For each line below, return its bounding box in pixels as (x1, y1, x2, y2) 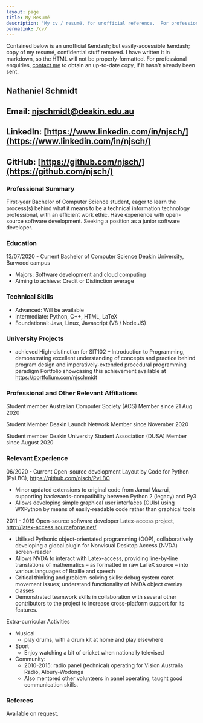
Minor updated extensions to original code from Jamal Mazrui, (14, 486, 170, 494)
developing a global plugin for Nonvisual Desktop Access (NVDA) (14, 541, 178, 549)
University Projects (6, 334, 64, 343)
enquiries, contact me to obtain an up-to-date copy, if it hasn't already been (6, 62, 195, 69)
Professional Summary (6, 184, 75, 193)
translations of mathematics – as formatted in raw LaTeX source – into (14, 561, 188, 568)
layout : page (6, 8, 39, 15)
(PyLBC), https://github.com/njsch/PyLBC (6, 474, 110, 481)
